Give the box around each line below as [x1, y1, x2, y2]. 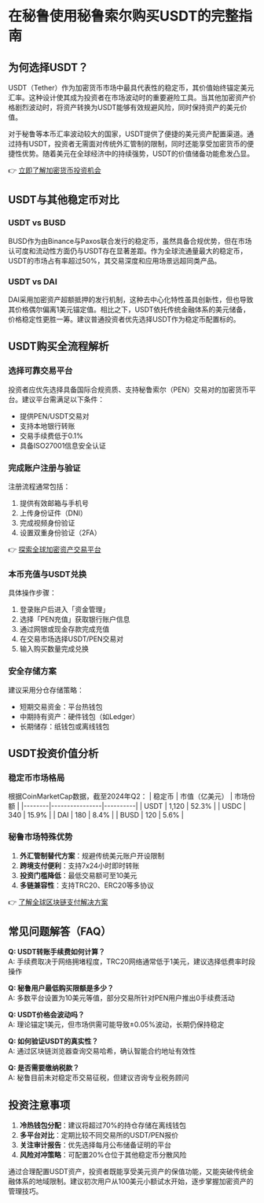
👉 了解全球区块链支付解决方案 [8, 897, 108, 906]
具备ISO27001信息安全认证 [19, 441, 106, 450]
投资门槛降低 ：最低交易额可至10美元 [19, 870, 137, 880]
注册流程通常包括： [8, 482, 71, 491]
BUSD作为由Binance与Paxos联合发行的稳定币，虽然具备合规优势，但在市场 [8, 236, 252, 245]
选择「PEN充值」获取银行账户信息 [19, 614, 130, 624]
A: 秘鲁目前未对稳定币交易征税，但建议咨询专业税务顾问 [8, 1073, 189, 1083]
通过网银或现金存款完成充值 [19, 625, 110, 634]
